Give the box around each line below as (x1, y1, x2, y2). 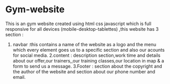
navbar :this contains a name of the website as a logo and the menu (12, 41, 157, 47)
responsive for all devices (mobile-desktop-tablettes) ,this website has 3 (5, 26, 159, 32)
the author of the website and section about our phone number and (12, 68, 156, 75)
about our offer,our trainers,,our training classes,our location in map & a (12, 57, 164, 64)
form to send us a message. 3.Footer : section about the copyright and (12, 63, 162, 69)
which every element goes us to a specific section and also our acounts (12, 47, 165, 53)
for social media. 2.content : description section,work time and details (12, 52, 161, 58)
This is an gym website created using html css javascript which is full (5, 20, 152, 27)
